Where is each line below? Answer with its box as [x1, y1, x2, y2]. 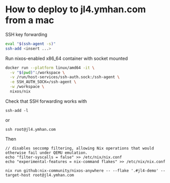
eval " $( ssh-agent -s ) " [5, 41, 56, 47]
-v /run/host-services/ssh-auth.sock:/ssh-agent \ [10, 75, 120, 80]
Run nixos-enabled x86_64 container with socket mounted [5, 55, 128, 61]
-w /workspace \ [10, 84, 44, 89]
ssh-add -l [5, 108, 29, 113]
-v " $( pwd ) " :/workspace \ [10, 70, 65, 75]
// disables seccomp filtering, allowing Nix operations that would [5, 146, 154, 151]
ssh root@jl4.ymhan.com [5, 127, 56, 132]
